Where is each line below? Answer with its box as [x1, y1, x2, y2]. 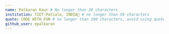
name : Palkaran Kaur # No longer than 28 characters [5, 7, 118, 12]
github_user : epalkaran [5, 21, 55, 26]
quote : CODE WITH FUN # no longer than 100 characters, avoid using [5, 16, 152, 21]
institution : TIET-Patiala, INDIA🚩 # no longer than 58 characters [5, 12, 150, 17]
